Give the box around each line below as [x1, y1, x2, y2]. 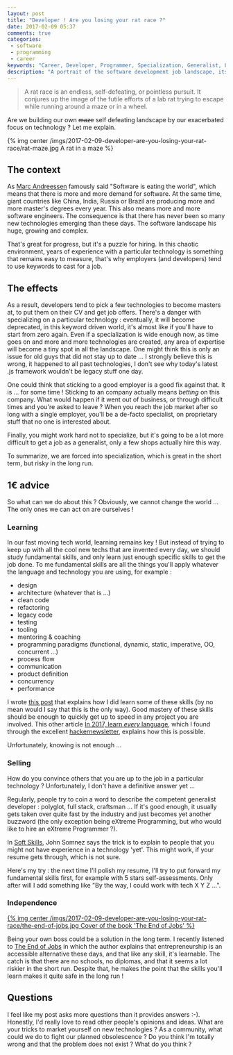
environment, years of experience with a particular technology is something [7, 247, 223, 256]
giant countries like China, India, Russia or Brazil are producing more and [7, 197, 215, 206]
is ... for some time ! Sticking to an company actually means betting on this [7, 388, 220, 397]
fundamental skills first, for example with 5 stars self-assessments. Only [7, 873, 214, 882]
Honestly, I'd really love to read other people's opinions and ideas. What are [7, 1017, 224, 1026]
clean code [17, 596, 50, 604]
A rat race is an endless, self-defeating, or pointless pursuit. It [24, 88, 201, 96]
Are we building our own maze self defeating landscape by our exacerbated [7, 115, 224, 124]
